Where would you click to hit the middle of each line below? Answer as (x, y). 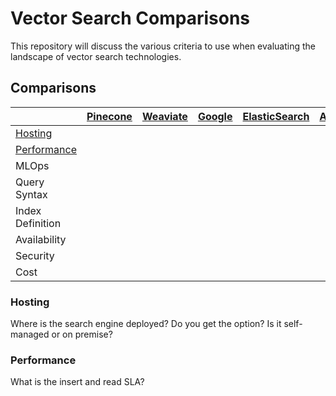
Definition (38, 223)
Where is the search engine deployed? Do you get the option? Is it (146, 324)
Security (35, 255)
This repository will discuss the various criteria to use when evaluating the (163, 46)
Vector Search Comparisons (130, 18)
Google (215, 116)
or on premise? (82, 334)
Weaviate (164, 116)
